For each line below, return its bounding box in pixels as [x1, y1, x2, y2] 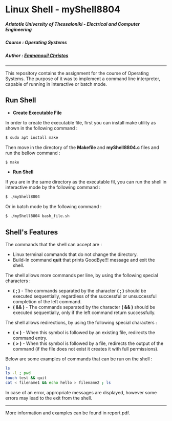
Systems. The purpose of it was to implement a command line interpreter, [5, 76, 160, 82]
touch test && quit [5, 375, 47, 380]
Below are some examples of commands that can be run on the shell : [5, 356, 153, 362]
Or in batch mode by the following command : [5, 204, 102, 210]
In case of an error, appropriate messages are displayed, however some [5, 389, 157, 395]
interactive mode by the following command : [5, 184, 101, 191]
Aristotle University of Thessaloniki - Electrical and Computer [5, 21, 140, 27]
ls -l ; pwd [5, 370, 31, 376]
